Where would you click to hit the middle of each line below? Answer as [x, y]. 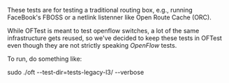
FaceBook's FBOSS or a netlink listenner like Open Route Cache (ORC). [109, 17]
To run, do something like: [45, 59]
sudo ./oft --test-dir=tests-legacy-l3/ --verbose [76, 72]
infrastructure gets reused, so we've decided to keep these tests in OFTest [114, 38]
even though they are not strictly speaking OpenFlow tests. [92, 45]
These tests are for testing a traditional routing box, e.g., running [100, 10]
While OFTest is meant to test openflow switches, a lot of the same [103, 31]
